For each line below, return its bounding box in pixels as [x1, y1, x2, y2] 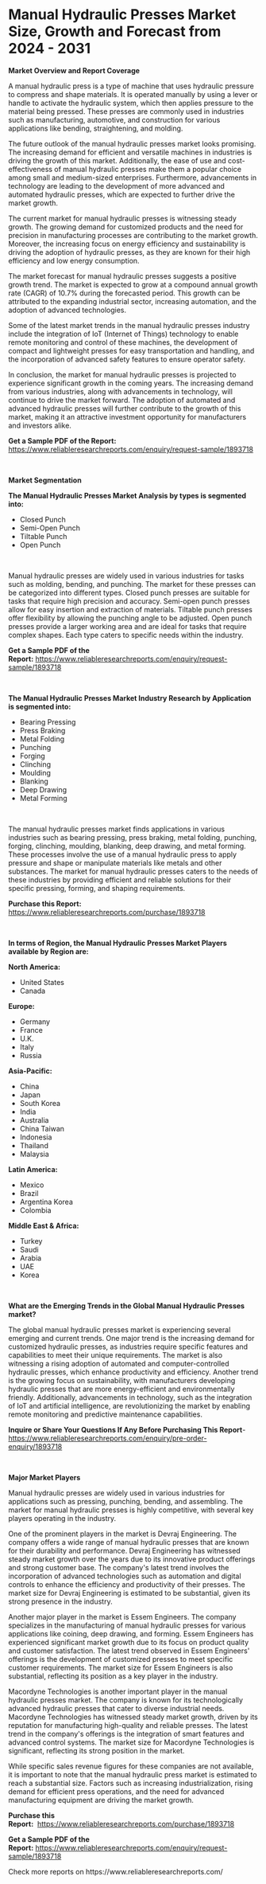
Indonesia [19, 1132, 52, 1142]
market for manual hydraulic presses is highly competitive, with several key [8, 1505, 254, 1515]
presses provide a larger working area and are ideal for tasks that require [8, 621, 247, 631]
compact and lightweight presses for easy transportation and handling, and [8, 346, 255, 355]
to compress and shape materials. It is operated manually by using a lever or [8, 89, 258, 99]
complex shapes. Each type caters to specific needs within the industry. [8, 630, 244, 639]
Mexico [19, 1180, 44, 1190]
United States [19, 977, 65, 987]
